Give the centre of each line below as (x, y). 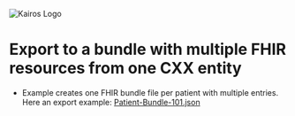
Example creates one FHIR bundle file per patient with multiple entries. (150, 92)
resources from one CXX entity (125, 69)
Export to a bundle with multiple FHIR (148, 50)
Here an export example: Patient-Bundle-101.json (111, 102)
